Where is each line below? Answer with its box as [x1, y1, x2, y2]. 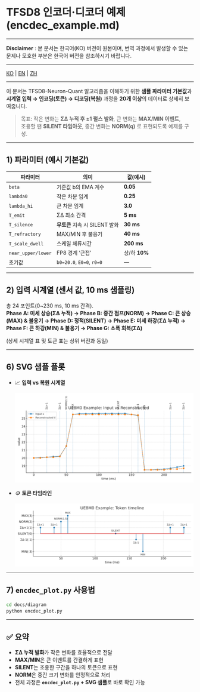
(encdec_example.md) [6, 19, 120, 32]
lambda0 [8, 193, 28, 200]
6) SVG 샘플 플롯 [6, 362, 65, 372]
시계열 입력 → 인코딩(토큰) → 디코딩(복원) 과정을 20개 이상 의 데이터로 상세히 [6, 95, 183, 102]
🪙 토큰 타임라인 [14, 489, 52, 496]
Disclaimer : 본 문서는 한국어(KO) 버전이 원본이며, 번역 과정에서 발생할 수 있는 [6, 44, 189, 51]
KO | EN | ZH [6, 69, 37, 76]
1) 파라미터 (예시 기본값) [6, 155, 89, 165]
